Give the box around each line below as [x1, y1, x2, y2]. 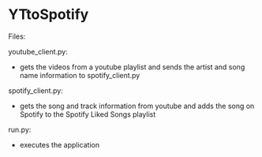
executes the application [19, 140, 100, 149]
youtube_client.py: [8, 47, 69, 56]
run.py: [8, 125, 32, 134]
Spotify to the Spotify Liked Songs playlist [19, 109, 156, 119]
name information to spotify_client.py [19, 70, 140, 80]
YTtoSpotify [8, 6, 89, 24]
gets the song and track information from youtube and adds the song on [19, 101, 255, 110]
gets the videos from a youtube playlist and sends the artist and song [19, 62, 245, 72]
